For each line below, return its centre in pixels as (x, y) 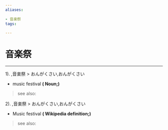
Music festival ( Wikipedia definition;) (52, 114)
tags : (11, 24)
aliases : (14, 10)
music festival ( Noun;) (36, 84)
